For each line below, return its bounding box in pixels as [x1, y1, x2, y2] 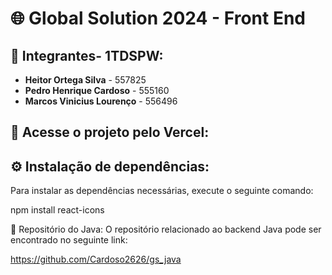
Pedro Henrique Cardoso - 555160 [24, 85, 170, 96]
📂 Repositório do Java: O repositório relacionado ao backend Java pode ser [10, 223, 322, 236]
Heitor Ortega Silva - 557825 [24, 74, 147, 86]
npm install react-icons [10, 204, 105, 216]
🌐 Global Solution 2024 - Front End [10, 7, 306, 30]
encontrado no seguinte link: [10, 234, 128, 246]
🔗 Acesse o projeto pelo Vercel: [10, 124, 210, 141]
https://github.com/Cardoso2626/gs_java [10, 253, 182, 266]
